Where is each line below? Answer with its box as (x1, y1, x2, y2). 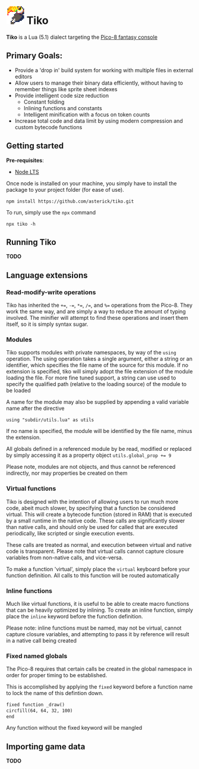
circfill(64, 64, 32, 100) (6, 708, 73, 714)
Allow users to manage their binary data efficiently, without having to (14, 79, 183, 86)
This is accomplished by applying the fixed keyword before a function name (6, 683, 193, 690)
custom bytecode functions (14, 123, 83, 130)
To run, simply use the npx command (6, 208, 96, 216)
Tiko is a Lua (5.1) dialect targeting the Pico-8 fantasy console (6, 33, 158, 41)
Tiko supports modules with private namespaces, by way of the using (6, 349, 176, 356)
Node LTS (14, 168, 39, 175)
